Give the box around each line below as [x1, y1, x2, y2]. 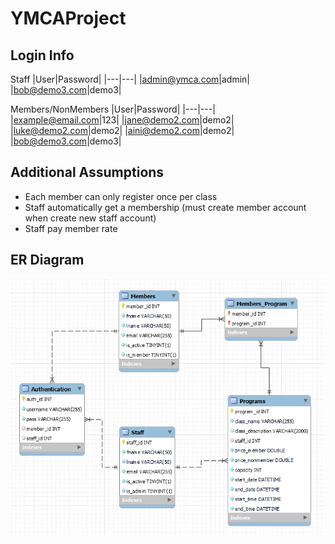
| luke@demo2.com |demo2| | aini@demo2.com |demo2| [10, 125, 235, 136]
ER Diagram [10, 252, 85, 269]
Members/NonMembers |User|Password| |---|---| [10, 103, 216, 115]
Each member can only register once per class [24, 190, 218, 202]
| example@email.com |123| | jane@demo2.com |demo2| [10, 114, 235, 126]
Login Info [10, 47, 75, 64]
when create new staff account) [24, 212, 157, 224]
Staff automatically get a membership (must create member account [24, 201, 307, 213]
